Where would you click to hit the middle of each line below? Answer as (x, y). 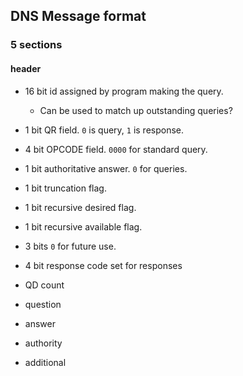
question (43, 304)
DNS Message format (78, 16)
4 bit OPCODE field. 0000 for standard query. (116, 149)
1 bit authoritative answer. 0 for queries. (106, 168)
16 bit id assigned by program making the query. (124, 91)
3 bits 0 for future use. (70, 246)
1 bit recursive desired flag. (80, 207)
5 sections (36, 45)
